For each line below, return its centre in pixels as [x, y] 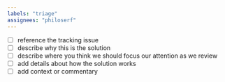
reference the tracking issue [58, 40]
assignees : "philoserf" [42, 20]
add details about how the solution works [77, 63]
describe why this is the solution [64, 48]
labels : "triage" [32, 14]
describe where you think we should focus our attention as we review [117, 56]
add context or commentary [57, 71]
